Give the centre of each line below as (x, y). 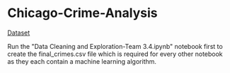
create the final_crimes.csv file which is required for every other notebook (115, 54)
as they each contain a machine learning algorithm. (82, 61)
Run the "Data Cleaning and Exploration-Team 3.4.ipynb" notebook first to (115, 46)
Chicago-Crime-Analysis (82, 13)
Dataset (19, 33)
